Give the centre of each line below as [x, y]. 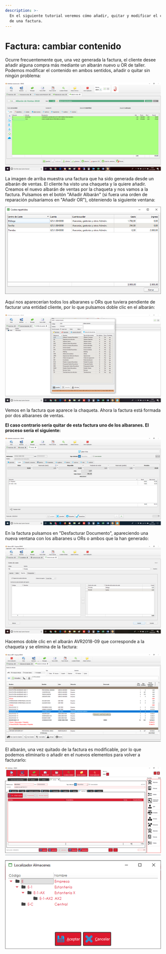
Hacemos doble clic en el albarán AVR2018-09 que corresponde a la [75, 641]
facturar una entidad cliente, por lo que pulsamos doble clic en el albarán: [80, 307]
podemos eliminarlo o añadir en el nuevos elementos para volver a [73, 755]
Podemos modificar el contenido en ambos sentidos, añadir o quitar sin [78, 71]
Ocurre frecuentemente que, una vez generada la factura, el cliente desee [81, 60]
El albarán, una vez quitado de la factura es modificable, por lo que [73, 749]
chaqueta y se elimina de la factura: [41, 647]
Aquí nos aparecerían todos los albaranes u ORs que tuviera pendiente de [80, 302]
